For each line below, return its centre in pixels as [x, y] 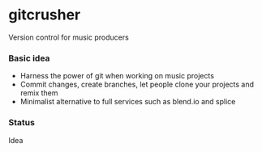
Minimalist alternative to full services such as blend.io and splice [128, 102]
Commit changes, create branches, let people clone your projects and [137, 84]
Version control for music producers [69, 37]
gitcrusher [45, 15]
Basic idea [29, 58]
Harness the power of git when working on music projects [117, 76]
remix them [39, 93]
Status [21, 123]
